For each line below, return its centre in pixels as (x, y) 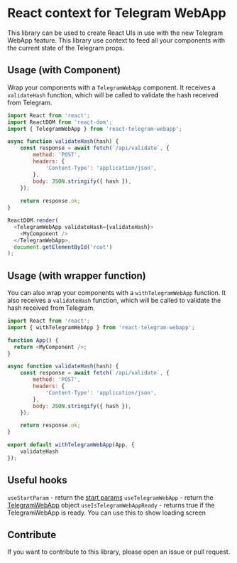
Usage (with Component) (64, 70)
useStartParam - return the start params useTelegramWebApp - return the (111, 497)
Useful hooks (37, 480)
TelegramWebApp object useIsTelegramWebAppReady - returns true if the (111, 505)
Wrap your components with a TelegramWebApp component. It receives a (112, 87)
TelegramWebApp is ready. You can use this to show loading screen (106, 513)
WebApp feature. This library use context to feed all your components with (116, 40)
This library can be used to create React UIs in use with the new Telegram (115, 33)
